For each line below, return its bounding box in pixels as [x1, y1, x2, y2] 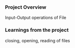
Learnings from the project [5, 27, 69, 34]
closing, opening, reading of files [5, 37, 70, 43]
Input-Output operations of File [5, 15, 66, 21]
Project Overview [5, 4, 47, 11]
